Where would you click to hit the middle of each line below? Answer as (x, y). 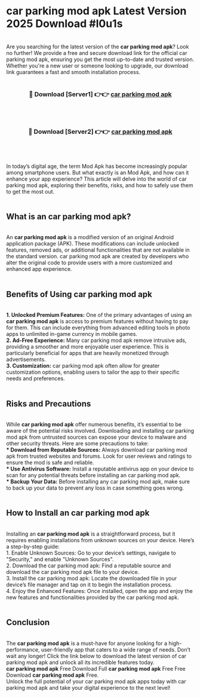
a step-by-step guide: (33, 546)
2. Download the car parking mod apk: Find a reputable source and (89, 565)
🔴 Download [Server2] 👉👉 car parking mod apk (100, 132)
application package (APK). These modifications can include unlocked (93, 244)
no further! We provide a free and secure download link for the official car (97, 53)
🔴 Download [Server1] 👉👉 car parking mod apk (100, 94)
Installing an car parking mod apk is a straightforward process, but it (91, 534)
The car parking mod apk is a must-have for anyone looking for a (87, 643)
